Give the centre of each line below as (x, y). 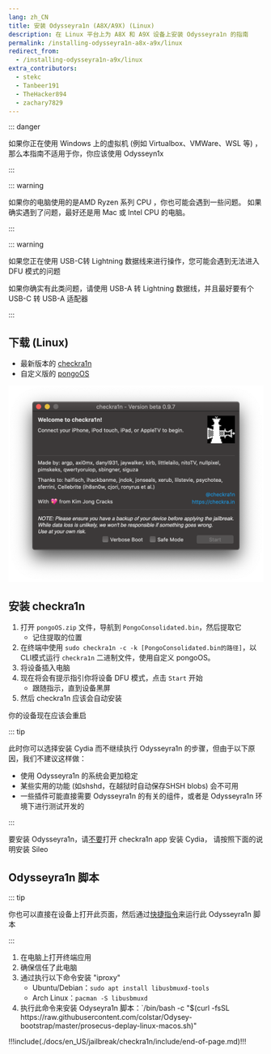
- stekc (29, 77)
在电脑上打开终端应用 (55, 957)
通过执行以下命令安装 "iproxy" (70, 978)
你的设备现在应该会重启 (47, 716)
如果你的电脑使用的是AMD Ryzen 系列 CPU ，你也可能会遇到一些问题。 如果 (135, 202)
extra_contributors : (43, 69)
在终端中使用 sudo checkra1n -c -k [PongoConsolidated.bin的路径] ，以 (138, 647)
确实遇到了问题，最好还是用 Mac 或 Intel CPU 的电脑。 (99, 213)
